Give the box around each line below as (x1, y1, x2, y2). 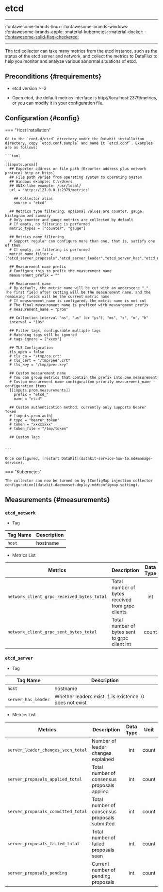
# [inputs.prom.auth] (9, 413, 53, 418)
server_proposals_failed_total (7, 841, 80, 846)
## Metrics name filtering (9, 234, 64, 239)
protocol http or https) (5, 170, 55, 175)
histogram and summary (5, 213, 51, 218)
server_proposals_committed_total (7, 809, 87, 814)
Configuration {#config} (5, 114, 80, 122)
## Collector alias (14, 196, 53, 201)
